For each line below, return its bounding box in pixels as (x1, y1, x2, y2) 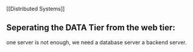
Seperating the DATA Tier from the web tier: (6, 22, 175, 33)
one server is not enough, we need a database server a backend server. (6, 39, 187, 46)
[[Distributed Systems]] (6, 5, 65, 12)
